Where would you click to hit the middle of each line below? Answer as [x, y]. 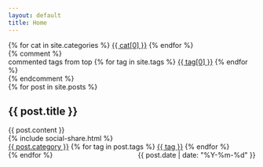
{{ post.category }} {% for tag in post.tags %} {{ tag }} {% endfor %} [119, 147]
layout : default [35, 15]
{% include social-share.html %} [61, 139]
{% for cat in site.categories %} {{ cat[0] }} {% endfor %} [101, 45]
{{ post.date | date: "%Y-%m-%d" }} [197, 155]
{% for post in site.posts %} [53, 86]
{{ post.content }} [37, 130]
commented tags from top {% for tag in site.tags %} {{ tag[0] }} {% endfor [128, 62]
